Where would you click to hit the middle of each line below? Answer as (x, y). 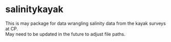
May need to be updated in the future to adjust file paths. (65, 34)
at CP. (12, 28)
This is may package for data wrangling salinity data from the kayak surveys (86, 23)
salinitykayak (35, 9)
